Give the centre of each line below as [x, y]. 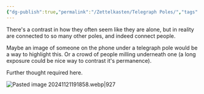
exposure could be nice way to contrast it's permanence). [79, 60]
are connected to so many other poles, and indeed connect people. [91, 36]
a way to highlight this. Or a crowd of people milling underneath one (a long [101, 54]
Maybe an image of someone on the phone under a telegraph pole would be [102, 48]
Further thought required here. [45, 72]
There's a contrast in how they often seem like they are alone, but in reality [100, 29]
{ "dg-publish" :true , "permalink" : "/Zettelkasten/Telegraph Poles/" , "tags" [102, 12]
